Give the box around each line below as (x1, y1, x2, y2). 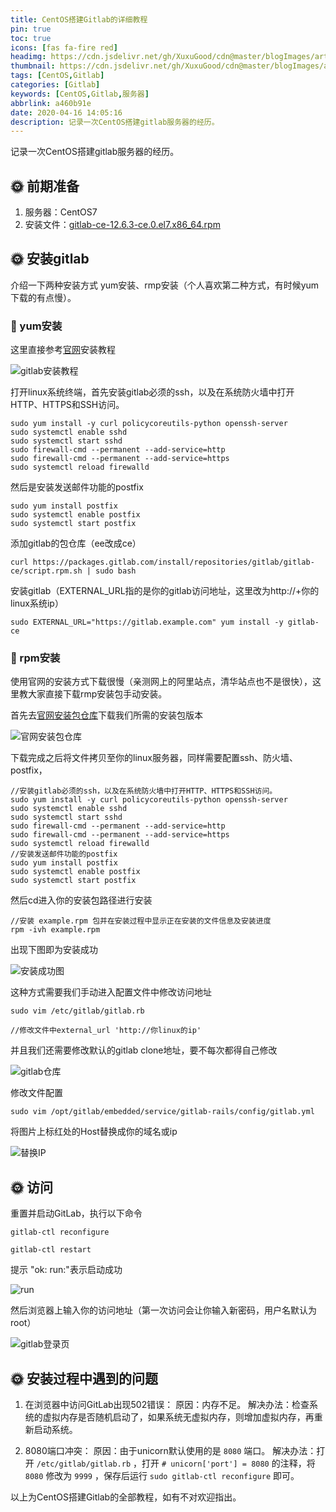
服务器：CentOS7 (24, 206, 98, 218)
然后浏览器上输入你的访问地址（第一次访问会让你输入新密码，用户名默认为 (10, 1304, 317, 1316)
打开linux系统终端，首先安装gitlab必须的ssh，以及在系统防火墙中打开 (10, 386, 295, 398)
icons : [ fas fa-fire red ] (10, 42, 118, 53)
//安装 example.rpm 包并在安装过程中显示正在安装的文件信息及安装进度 (10, 916, 272, 926)
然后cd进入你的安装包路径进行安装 (10, 894, 153, 906)
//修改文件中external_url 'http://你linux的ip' (10, 1026, 202, 1036)
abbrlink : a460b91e (10, 98, 92, 108)
